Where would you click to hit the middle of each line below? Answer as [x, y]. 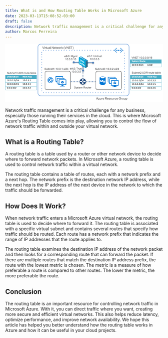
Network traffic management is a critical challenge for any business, [75, 110]
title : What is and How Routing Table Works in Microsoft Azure [73, 11]
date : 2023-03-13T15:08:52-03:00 [40, 16]
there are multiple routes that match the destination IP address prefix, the [80, 260]
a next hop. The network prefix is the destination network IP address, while [82, 180]
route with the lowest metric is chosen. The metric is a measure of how [78, 265]
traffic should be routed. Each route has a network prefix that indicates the [82, 234]
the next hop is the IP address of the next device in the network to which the [84, 185]
